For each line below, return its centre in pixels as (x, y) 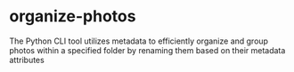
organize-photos (73, 16)
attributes (27, 60)
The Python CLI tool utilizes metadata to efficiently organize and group (139, 41)
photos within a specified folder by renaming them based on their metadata (147, 50)
